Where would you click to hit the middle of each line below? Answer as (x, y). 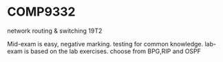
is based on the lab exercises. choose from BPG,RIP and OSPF (113, 51)
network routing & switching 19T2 (55, 31)
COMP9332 (41, 12)
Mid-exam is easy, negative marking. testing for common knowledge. (105, 44)
